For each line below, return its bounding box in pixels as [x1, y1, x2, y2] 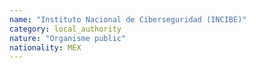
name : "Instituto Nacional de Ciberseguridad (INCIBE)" [9, 14, 247, 25]
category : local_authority [9, 24, 122, 34]
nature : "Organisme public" [9, 33, 127, 43]
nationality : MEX [9, 42, 82, 53]
